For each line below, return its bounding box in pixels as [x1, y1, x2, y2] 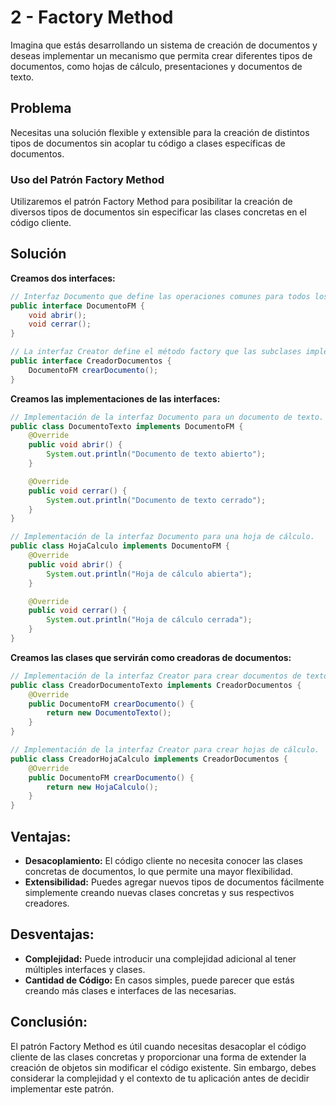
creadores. [24, 897, 70, 910]
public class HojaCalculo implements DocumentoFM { [10, 541, 230, 551]
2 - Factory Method [10, 6, 174, 29]
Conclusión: [10, 1014, 88, 1031]
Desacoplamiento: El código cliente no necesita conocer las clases [24, 855, 304, 867]
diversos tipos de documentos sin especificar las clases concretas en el [10, 206, 307, 218]
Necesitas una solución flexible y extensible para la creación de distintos [10, 126, 310, 138]
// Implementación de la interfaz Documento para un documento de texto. [10, 412, 325, 422]
